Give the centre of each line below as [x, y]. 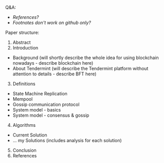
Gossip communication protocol [46, 104]
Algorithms [24, 125]
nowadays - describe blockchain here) [53, 63]
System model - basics [37, 110]
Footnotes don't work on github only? [52, 23]
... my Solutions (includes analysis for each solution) [67, 140]
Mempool [23, 99]
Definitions [24, 84]
